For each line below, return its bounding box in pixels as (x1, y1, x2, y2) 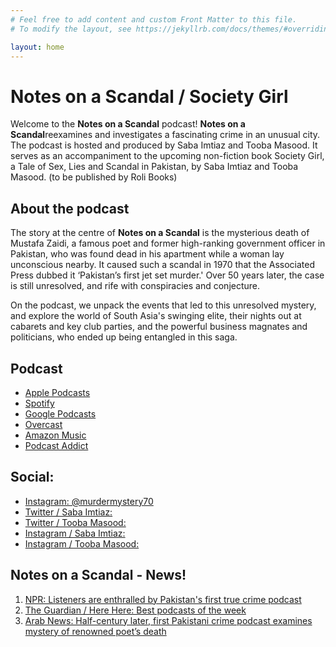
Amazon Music (24, 429, 87, 441)
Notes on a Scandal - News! (10, 567, 187, 584)
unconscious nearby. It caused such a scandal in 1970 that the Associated (10, 259, 315, 271)
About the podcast (10, 200, 130, 217)
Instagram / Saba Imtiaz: (24, 527, 126, 539)
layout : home (10, 42, 65, 52)
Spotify (24, 397, 55, 409)
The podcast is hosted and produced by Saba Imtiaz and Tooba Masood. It (10, 139, 318, 151)
